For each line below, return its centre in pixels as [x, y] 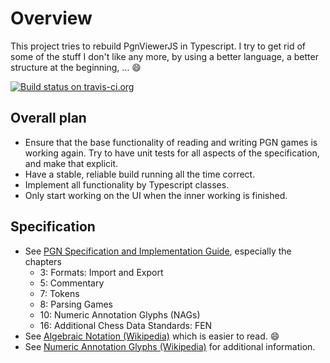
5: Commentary [72, 283]
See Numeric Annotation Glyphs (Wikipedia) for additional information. [170, 346]
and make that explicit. [71, 163]
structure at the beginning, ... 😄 [76, 67]
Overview [51, 18]
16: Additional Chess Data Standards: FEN [126, 325]
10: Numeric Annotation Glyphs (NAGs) [120, 314]
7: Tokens [59, 293]
